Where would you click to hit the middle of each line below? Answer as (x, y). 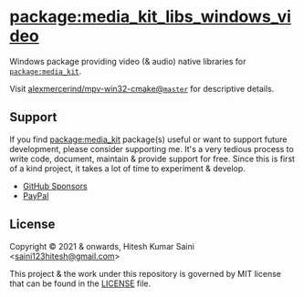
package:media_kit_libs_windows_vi (151, 17)
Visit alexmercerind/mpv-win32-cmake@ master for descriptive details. (142, 88)
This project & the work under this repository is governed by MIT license (145, 273)
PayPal (36, 195)
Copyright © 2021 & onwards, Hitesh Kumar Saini (102, 246)
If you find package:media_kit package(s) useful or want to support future (148, 139)
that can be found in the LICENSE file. (80, 283)
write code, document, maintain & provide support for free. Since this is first (152, 159)
